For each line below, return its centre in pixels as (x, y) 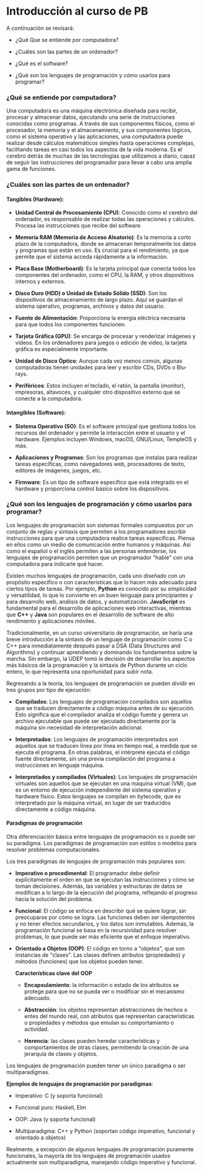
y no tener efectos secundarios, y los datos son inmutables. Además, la (104, 924)
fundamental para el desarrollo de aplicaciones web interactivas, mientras (99, 608)
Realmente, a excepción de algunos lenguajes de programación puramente (100, 1149)
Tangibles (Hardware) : (35, 199)
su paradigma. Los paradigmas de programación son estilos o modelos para (101, 843)
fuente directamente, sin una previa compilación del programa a (95, 758)
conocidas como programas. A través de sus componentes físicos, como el (101, 124)
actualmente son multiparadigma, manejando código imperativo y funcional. (101, 1162)
